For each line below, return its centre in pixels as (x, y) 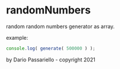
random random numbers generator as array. (61, 26)
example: (17, 37)
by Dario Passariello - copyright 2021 (51, 60)
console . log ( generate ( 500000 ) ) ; (51, 48)
